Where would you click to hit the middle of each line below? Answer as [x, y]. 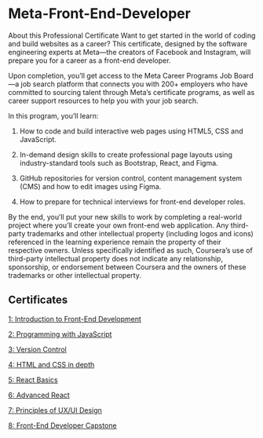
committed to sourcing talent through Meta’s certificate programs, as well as [131, 92]
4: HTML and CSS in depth [51, 364]
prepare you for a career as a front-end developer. [89, 60]
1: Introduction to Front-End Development [75, 319]
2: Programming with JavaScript [60, 334]
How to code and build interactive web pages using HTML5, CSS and [131, 131]
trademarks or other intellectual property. [75, 275]
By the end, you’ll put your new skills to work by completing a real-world [125, 217]
